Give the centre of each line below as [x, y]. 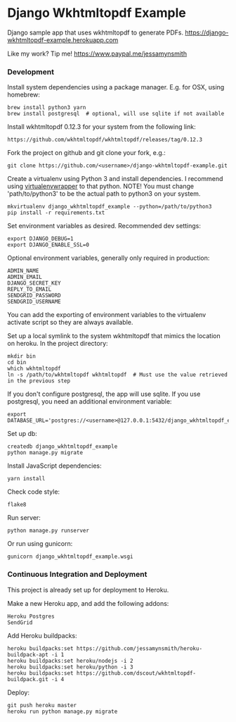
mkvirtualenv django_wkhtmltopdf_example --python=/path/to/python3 [110, 207]
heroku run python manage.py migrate [63, 711]
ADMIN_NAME [23, 271]
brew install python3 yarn [47, 108]
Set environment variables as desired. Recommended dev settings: [104, 226]
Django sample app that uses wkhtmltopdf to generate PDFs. [96, 32]
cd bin [17, 363]
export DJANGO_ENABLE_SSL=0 [48, 245]
